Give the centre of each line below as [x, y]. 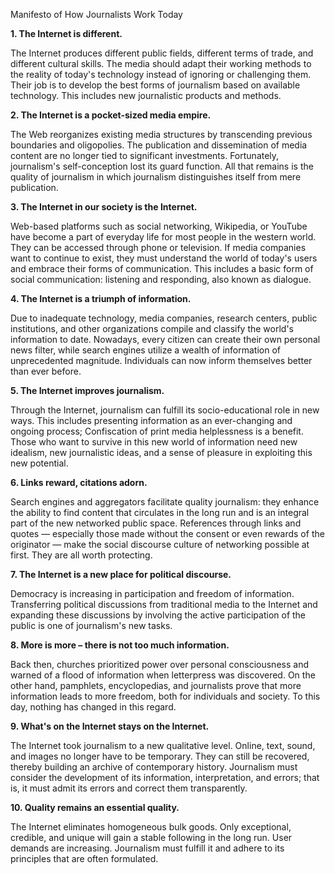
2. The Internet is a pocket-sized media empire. [111, 115]
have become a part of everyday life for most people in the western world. [163, 237]
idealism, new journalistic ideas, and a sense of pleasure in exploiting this [161, 452]
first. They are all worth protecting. [81, 555]
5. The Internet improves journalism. [87, 390]
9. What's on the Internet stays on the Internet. [110, 726]
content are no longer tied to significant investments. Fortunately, [145, 155]
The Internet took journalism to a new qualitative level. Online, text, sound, [163, 745]
